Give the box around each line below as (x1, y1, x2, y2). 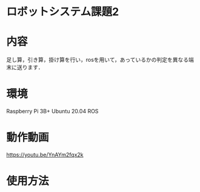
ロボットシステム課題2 (6, 5, 119, 19)
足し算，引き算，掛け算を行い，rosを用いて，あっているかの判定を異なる (6, 56, 189, 64)
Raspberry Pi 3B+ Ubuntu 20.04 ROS (6, 108, 99, 115)
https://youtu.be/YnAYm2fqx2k (6, 151, 84, 158)
